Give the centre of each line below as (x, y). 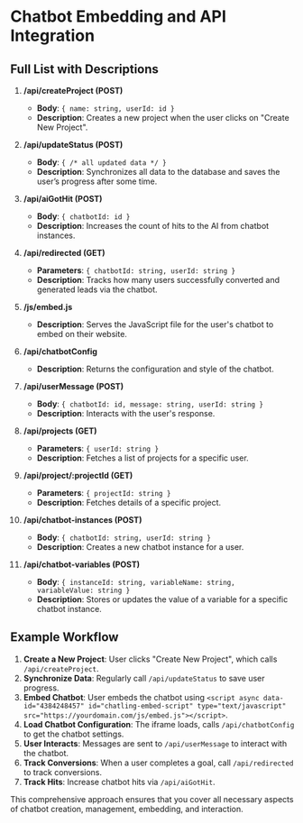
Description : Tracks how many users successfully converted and (158, 280)
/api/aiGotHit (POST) (63, 199)
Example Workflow (64, 637)
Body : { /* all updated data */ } (101, 162)
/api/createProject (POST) (73, 91)
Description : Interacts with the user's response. (126, 413)
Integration (53, 36)
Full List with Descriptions (84, 69)
